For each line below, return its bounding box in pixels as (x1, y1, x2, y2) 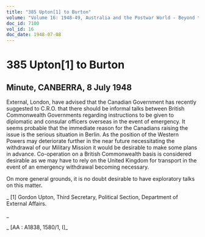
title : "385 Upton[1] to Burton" (6, 9, 92, 15)
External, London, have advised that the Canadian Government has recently (6, 98, 196, 106)
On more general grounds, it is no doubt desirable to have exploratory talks (6, 175, 195, 183)
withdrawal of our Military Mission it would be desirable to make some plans (6, 144, 197, 151)
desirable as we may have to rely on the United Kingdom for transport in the (6, 157, 197, 164)
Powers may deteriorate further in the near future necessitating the (6, 137, 175, 145)
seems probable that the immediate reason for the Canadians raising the (6, 125, 188, 132)
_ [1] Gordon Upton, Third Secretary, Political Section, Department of (6, 194, 178, 201)
